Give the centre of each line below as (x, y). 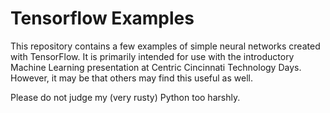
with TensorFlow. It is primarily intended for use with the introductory (152, 56)
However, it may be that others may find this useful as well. (131, 78)
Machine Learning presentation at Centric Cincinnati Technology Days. (156, 67)
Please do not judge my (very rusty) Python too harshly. (125, 97)
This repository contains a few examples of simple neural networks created (165, 46)
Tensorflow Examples (102, 18)
